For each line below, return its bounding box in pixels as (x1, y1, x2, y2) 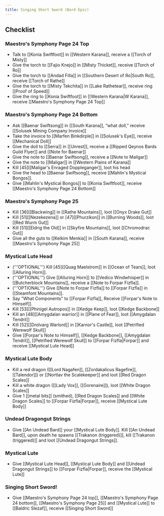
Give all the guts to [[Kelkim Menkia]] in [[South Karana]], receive (12, 235, 144, 241)
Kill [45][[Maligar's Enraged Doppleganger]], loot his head (12, 164, 131, 171)
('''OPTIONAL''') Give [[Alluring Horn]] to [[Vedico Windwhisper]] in (12, 275, 149, 281)
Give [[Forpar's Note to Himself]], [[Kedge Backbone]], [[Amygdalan (12, 332, 151, 339)
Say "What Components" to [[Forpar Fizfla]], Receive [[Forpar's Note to (12, 296, 158, 301)
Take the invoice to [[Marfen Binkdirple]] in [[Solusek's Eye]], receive (12, 133, 153, 139)
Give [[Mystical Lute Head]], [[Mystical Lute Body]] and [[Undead (12, 461, 145, 467)
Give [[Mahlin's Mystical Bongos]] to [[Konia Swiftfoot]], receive (12, 180, 142, 186)
